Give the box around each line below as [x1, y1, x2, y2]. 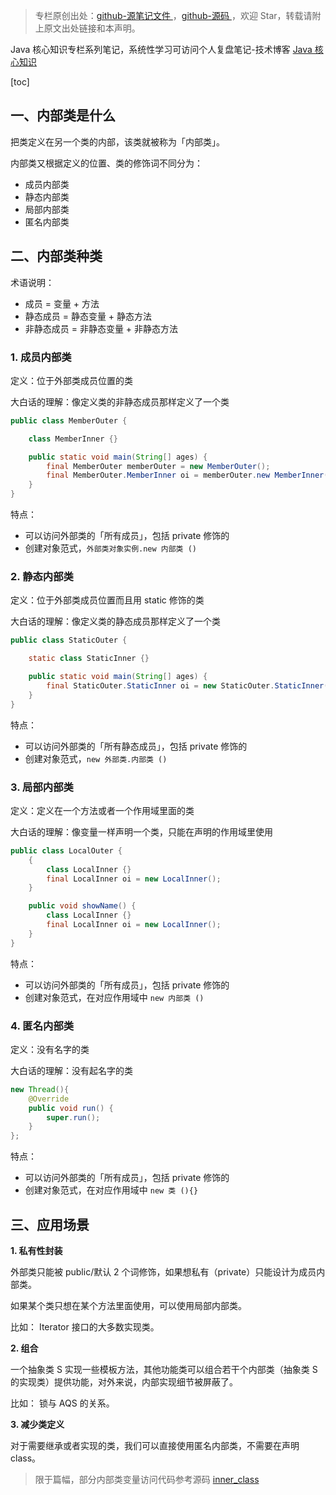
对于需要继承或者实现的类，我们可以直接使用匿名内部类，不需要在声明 [10, 1440, 300, 1451]
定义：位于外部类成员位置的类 [10, 374, 133, 386]
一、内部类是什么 [10, 107, 116, 124]
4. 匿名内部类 [10, 1019, 75, 1033]
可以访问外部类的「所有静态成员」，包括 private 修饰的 [24, 740, 248, 752]
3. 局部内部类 [10, 780, 74, 794]
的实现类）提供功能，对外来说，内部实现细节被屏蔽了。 [10, 1376, 238, 1388]
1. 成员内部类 [10, 350, 72, 364]
